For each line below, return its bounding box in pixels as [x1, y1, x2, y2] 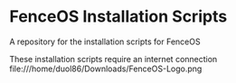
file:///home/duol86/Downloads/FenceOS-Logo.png [9, 63, 203, 74]
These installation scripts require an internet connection [9, 53, 218, 64]
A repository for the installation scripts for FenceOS [9, 36, 201, 47]
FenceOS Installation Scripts [9, 6, 228, 27]
